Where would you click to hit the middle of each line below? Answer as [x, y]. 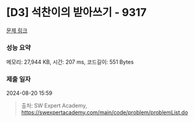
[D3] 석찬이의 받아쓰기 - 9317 [76, 12]
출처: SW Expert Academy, [54, 105]
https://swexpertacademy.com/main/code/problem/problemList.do [105, 112]
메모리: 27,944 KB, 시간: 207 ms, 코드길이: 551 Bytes [70, 62]
